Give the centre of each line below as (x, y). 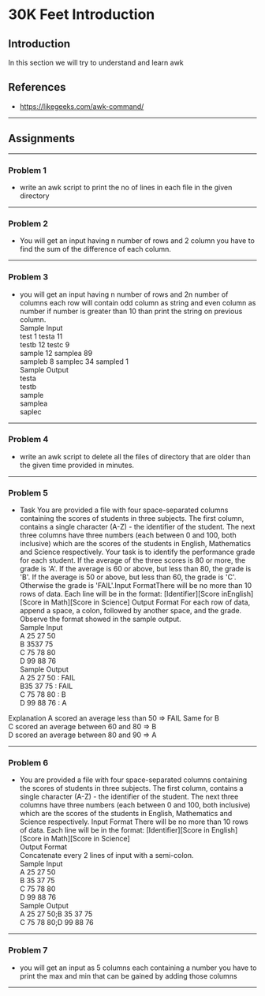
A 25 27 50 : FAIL (47, 678)
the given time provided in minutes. (77, 465)
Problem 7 (28, 950)
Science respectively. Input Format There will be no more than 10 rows (134, 822)
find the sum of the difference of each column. (95, 249)
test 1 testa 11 (41, 336)
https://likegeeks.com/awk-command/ (82, 106)
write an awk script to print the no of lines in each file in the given (126, 187)
